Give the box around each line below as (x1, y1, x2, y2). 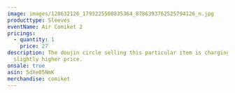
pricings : (7, 29, 36, 37)
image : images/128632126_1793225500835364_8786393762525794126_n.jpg (7, 10, 215, 17)
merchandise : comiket (7, 75, 71, 83)
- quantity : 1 (13, 36, 55, 43)
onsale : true (7, 62, 45, 69)
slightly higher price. (13, 56, 83, 63)
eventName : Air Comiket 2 (7, 23, 83, 30)
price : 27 (20, 43, 49, 50)
